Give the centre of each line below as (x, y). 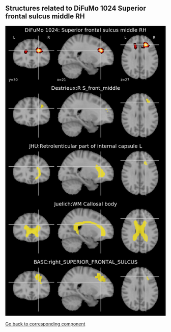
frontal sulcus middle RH (45, 17)
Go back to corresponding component (45, 324)
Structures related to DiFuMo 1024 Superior (76, 8)
